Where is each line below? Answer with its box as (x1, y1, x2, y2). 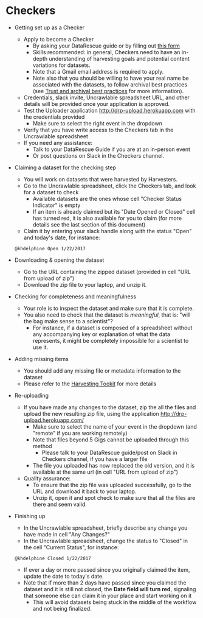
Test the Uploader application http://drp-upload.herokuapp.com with (23, 107, 196, 114)
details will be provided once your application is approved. (23, 100, 170, 107)
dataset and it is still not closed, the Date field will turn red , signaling (23, 585, 196, 592)
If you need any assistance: (23, 139, 92, 146)
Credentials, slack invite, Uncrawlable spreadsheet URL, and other (23, 94, 190, 101)
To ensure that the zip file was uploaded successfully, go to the (32, 481, 192, 488)
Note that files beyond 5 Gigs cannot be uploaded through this (32, 436, 189, 443)
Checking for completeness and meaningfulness (14, 293, 136, 300)
